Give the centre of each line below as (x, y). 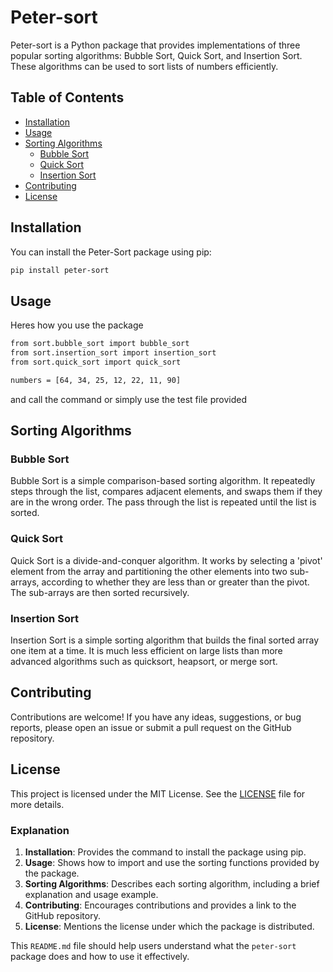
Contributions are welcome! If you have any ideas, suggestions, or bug (156, 717)
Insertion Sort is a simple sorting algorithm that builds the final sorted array (165, 640)
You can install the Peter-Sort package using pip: (111, 252)
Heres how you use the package (77, 325)
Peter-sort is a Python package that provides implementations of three (155, 45)
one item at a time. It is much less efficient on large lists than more (146, 651)
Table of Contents (67, 97)
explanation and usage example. (91, 894)
